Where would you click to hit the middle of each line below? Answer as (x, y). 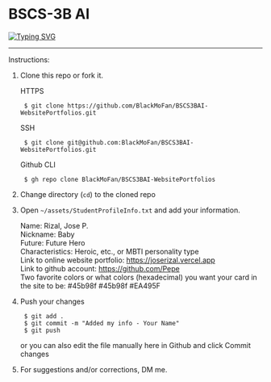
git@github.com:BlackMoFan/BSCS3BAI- (131, 142)
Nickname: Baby (47, 234)
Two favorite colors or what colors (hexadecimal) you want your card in (139, 277)
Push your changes (52, 301)
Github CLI (38, 164)
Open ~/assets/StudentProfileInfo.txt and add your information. (130, 210)
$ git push (42, 330)
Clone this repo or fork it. (61, 75)
